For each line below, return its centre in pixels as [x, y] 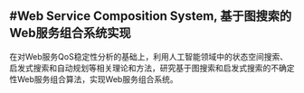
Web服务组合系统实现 [70, 33]
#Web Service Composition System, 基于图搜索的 [151, 16]
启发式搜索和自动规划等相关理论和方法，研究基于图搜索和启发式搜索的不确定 [152, 68]
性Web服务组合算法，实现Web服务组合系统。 [94, 79]
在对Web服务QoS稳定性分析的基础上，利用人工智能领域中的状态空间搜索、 [148, 56]
